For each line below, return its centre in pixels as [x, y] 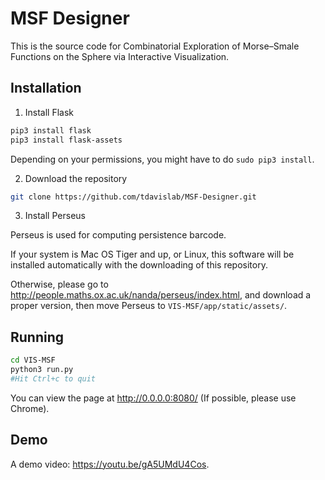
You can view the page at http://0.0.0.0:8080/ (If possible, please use [153, 398]
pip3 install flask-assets [66, 140]
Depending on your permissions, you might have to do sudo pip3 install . [162, 159]
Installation [46, 88]
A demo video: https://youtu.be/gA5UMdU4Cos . [110, 464]
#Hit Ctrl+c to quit [53, 378]
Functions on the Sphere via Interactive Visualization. [120, 56]
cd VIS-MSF [33, 360]
